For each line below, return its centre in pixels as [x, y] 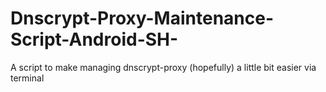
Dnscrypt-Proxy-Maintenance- [142, 18]
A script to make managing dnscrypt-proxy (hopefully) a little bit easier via [163, 67]
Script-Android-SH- [94, 39]
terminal [27, 78]
